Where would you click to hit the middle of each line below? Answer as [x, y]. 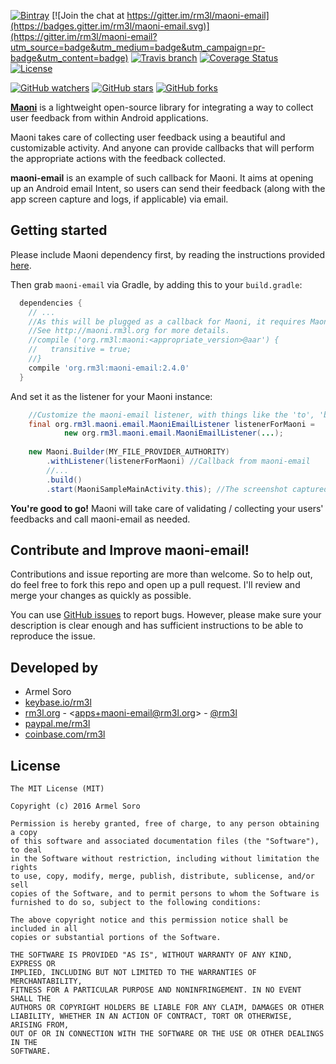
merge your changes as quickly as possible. [101, 596]
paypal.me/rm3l [57, 724]
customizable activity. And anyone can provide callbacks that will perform [162, 148]
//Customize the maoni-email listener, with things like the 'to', [171, 415]
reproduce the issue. [53, 636]
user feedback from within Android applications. [109, 118]
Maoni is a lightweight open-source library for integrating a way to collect [162, 107]
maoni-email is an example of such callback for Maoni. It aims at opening [162, 178]
